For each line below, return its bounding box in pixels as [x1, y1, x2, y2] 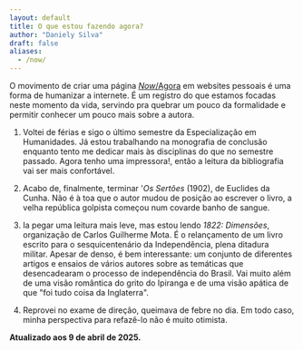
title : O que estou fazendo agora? [9, 22, 144, 31]
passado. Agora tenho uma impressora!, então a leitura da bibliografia [22, 156, 284, 166]
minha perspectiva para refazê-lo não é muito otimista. [22, 315, 229, 325]
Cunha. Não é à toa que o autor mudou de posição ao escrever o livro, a [22, 192, 292, 203]
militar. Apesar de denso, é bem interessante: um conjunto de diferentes [22, 248, 293, 259]
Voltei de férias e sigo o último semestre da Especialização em [22, 127, 257, 137]
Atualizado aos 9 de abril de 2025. [9, 332, 142, 343]
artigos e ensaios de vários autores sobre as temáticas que [22, 258, 244, 268]
